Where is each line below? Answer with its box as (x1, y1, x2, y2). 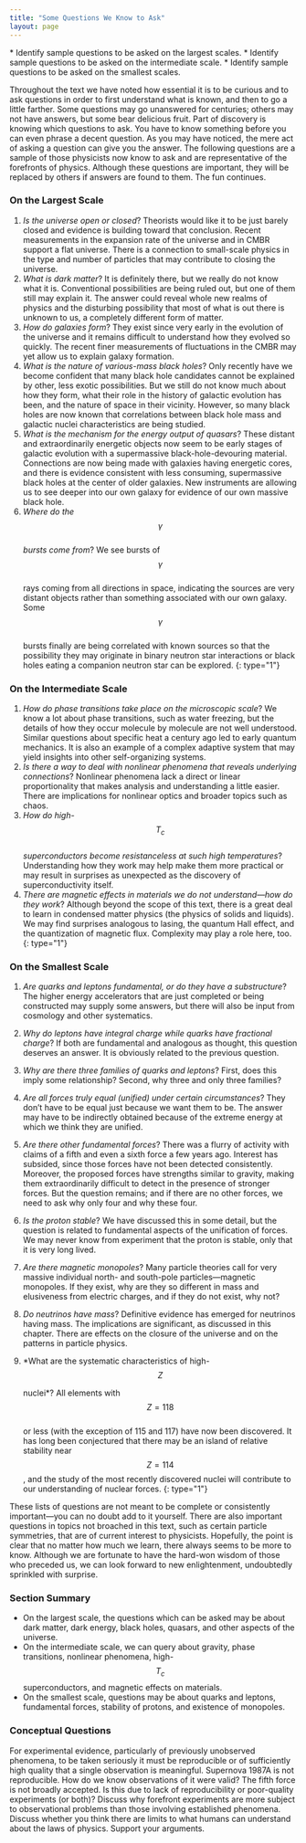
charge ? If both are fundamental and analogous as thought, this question (22, 1037, 298, 1048)
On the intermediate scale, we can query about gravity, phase (22, 1641, 256, 1653)
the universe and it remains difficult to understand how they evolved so (22, 331, 290, 342)
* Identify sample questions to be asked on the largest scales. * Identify (9, 47, 279, 58)
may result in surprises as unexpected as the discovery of (22, 869, 241, 880)
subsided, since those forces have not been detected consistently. (22, 1159, 274, 1170)
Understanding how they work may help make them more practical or (22, 859, 284, 870)
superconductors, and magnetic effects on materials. (22, 1682, 223, 1693)
